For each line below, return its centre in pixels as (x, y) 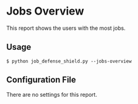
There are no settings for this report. (52, 94)
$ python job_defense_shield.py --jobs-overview (69, 61)
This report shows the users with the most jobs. (66, 28)
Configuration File (41, 80)
